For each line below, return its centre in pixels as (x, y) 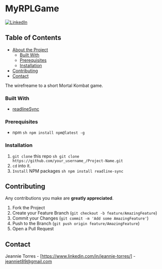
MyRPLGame (32, 9)
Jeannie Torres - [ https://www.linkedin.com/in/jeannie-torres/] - (70, 256)
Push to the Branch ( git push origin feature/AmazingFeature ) (76, 224)
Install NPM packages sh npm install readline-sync (68, 171)
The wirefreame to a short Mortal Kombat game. (54, 85)
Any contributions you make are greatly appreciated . (59, 198)
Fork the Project (29, 208)
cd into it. (21, 165)
